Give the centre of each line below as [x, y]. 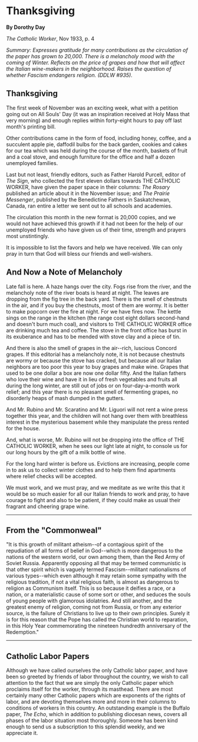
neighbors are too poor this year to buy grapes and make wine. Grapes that [98, 367]
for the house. [23, 428]
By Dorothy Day [26, 27]
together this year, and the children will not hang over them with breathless [97, 415]
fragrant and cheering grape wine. [48, 506]
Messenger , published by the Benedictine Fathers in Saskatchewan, [88, 199]
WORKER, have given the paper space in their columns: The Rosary [88, 187]
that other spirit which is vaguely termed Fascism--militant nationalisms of [96, 569]
